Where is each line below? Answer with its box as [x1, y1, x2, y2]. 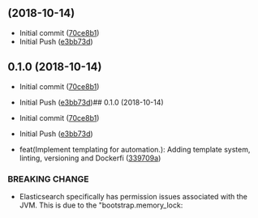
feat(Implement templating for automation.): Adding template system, [19, 144, 251, 154]
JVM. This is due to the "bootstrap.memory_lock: [19, 200, 183, 210]
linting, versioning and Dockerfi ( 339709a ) [19, 153, 161, 163]
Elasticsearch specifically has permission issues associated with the [19, 191, 248, 201]
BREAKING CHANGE [7, 173, 89, 185]
